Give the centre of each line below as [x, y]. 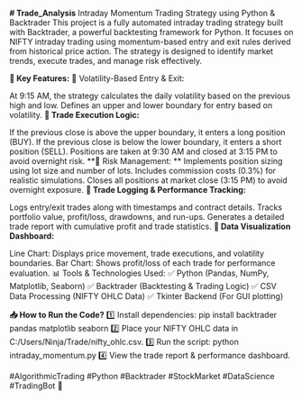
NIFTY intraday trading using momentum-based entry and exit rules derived [150, 41]
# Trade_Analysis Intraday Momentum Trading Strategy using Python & [142, 13]
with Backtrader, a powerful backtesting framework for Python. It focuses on [151, 32]
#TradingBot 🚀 [36, 386]
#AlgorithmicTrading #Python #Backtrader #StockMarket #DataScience [142, 376]
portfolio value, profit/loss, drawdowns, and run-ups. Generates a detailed [147, 217]
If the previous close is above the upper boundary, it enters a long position [147, 132]
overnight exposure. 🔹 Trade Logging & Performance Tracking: [128, 190]
